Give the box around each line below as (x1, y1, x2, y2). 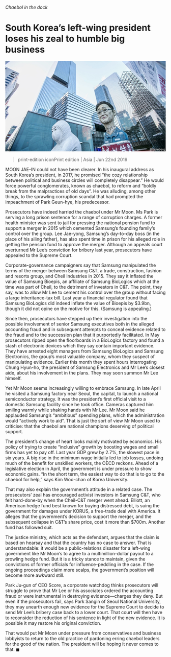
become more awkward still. (5, 572, 65, 578)
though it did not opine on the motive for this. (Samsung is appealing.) (5, 306, 152, 312)
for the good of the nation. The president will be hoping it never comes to (5, 641, 159, 647)
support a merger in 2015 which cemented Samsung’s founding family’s (5, 225, 155, 231)
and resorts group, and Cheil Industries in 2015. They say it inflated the (5, 273, 154, 279)
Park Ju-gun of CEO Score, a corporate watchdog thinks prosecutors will (5, 582, 159, 589)
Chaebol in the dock (5, 4, 48, 10)
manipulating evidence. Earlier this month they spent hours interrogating (5, 359, 157, 365)
